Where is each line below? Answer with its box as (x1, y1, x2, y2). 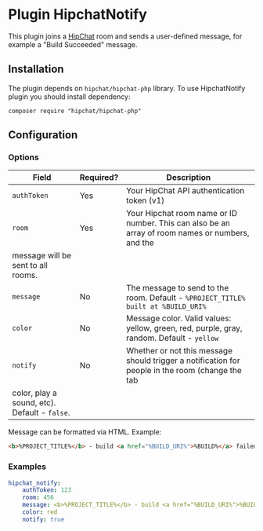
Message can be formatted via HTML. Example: (8, 427, 162, 437)
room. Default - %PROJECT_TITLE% (126, 292, 246, 303)
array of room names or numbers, (126, 228, 250, 239)
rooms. (12, 269, 38, 280)
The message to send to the (126, 283, 229, 294)
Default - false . (12, 407, 70, 418)
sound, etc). (12, 397, 56, 408)
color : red (22, 508, 58, 516)
